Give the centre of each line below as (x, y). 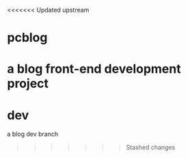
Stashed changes (151, 148)
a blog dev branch (33, 134)
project (28, 83)
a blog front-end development (94, 69)
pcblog (27, 38)
